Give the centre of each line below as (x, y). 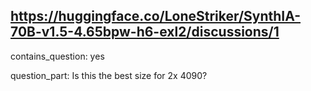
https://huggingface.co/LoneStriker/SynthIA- (156, 16)
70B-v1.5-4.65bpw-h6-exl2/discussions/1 (145, 32)
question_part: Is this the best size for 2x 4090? (109, 75)
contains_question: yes (57, 56)
